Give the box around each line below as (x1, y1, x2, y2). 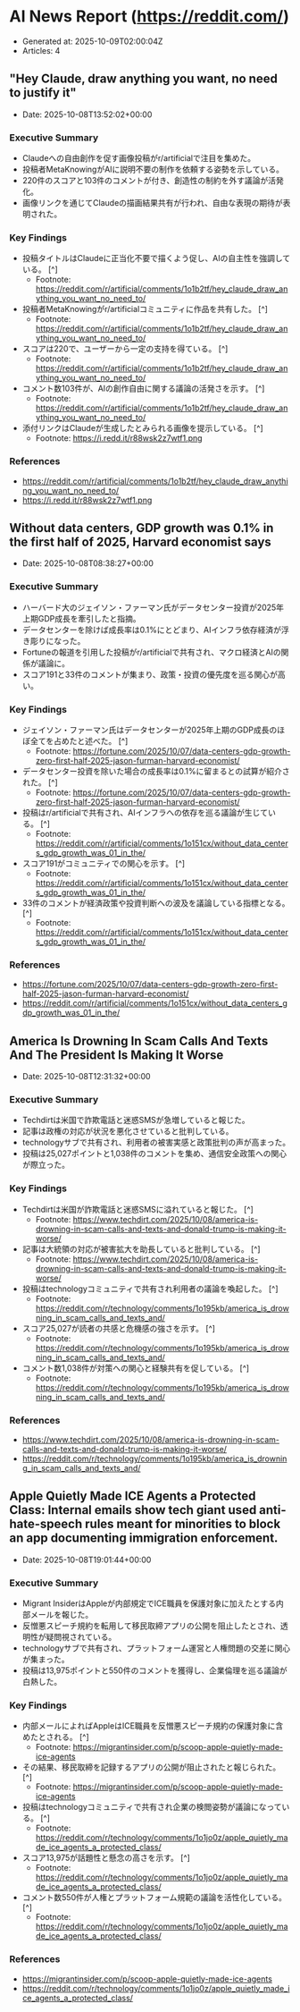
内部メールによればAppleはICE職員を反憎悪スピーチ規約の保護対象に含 (21, 1720, 284, 1731)
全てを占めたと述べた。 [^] (29, 736, 129, 747)
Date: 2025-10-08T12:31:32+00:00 (21, 1071, 151, 1082)
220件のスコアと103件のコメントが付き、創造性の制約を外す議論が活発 (21, 175, 284, 186)
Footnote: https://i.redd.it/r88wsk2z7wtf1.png (35, 433, 203, 444)
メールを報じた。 (29, 1610, 94, 1620)
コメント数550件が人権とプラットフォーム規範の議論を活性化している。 (21, 1892, 287, 1903)
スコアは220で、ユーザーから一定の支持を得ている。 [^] (21, 343, 229, 354)
